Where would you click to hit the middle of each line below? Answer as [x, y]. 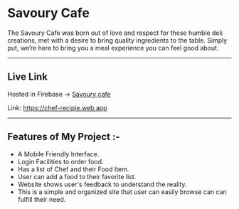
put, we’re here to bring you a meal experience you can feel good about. [113, 48]
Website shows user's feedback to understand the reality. [102, 184]
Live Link [28, 77]
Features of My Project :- [64, 137]
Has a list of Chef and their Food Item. [73, 169]
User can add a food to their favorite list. [77, 176]
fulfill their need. [42, 199]
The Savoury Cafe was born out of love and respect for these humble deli [115, 33]
